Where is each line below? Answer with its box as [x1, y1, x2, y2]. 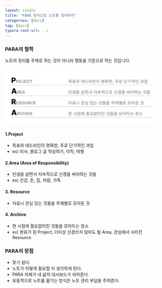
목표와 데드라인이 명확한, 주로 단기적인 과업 [12, 143, 94, 148]
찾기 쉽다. [12, 259, 31, 265]
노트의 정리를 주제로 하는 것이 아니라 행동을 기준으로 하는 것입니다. [5, 58, 130, 64]
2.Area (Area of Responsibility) [5, 160, 69, 166]
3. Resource [5, 189, 30, 194]
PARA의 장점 [5, 247, 34, 254]
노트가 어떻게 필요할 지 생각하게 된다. [12, 266, 82, 272]
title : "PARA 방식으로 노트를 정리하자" [5, 13, 77, 18]
